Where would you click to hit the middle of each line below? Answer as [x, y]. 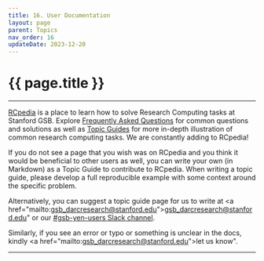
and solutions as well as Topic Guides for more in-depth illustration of [121, 129]
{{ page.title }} [57, 83]
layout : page [29, 23]
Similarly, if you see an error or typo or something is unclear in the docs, [125, 233]
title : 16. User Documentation [59, 15]
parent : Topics [33, 30]
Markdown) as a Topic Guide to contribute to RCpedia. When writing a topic [130, 169]
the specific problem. [42, 186]
